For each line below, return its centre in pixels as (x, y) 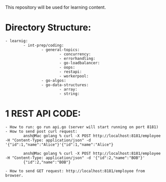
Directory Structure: (48, 28)
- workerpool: (74, 76)
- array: (68, 89)
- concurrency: (75, 54)
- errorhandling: (77, 58)
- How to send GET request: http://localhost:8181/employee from (75, 171)
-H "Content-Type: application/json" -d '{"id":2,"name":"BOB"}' (75, 158)
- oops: (67, 67)
